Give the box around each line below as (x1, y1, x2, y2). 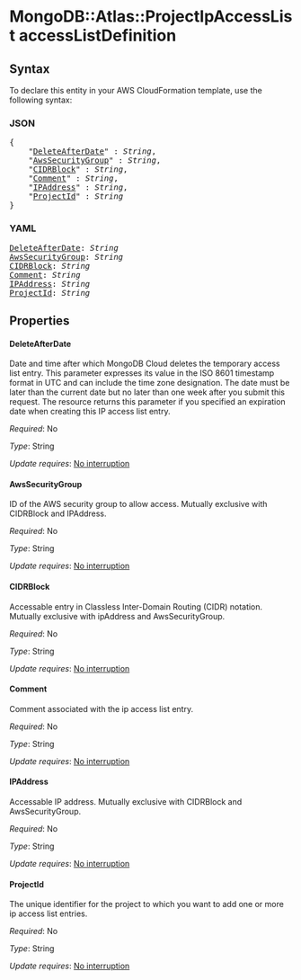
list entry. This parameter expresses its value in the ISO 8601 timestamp (9, 368, 275, 379)
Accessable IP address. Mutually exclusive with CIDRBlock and (9, 797, 243, 806)
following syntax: (9, 94, 73, 105)
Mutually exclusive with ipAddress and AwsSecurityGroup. (9, 610, 226, 621)
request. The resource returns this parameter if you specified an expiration (9, 396, 286, 407)
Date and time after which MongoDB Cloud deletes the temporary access (9, 358, 280, 370)
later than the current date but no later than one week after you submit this (9, 387, 286, 397)
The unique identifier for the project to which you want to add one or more (9, 899, 285, 910)
